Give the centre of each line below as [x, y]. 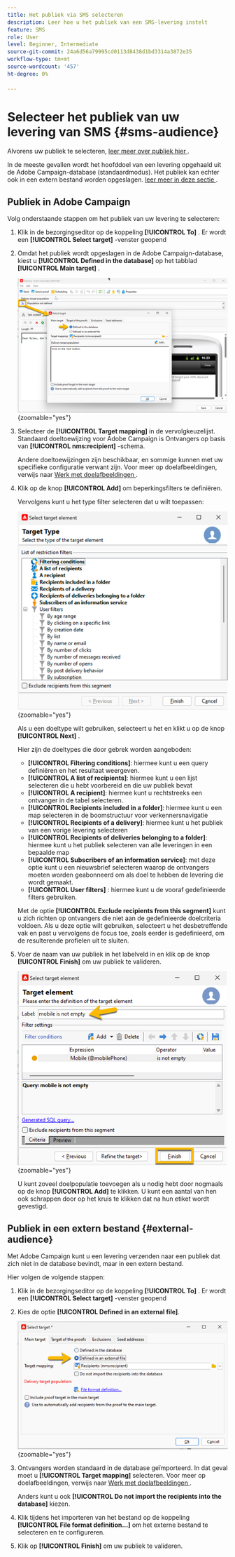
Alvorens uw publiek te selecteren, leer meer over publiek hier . [99, 151]
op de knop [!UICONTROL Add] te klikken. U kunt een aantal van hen [117, 1192]
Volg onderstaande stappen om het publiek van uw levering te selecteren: [114, 219]
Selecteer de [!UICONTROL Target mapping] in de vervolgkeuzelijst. [116, 431]
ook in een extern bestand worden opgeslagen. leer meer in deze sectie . [113, 180]
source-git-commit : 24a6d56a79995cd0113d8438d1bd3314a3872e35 [100, 52]
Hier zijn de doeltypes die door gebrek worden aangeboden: [104, 750]
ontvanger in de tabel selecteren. [76, 800]
